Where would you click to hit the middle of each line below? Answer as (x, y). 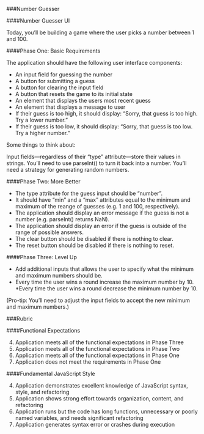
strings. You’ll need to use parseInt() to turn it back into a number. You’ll (97, 163)
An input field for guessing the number (64, 75)
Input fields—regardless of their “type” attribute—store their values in (94, 156)
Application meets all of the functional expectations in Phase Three (100, 342)
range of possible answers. (49, 232)
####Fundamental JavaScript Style (51, 373)
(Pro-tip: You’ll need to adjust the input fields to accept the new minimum (98, 300)
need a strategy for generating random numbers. (68, 170)
